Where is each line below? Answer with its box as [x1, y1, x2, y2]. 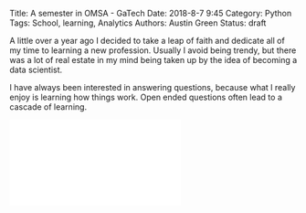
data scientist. [9, 64, 63, 75]
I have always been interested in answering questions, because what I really [9, 82, 296, 92]
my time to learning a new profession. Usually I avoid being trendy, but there [9, 45, 297, 56]
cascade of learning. [9, 101, 88, 112]
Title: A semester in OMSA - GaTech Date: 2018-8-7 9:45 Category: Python [9, 8, 292, 18]
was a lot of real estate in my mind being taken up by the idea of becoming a [9, 55, 298, 65]
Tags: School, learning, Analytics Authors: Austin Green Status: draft [9, 17, 267, 28]
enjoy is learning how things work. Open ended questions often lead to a [9, 91, 283, 102]
